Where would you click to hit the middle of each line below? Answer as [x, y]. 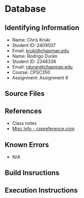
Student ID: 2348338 [34, 61]
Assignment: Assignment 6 [40, 78]
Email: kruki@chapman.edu [40, 51]
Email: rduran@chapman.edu [42, 67]
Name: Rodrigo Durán [35, 56]
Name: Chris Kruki [31, 40]
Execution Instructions [41, 190]
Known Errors [27, 145]
